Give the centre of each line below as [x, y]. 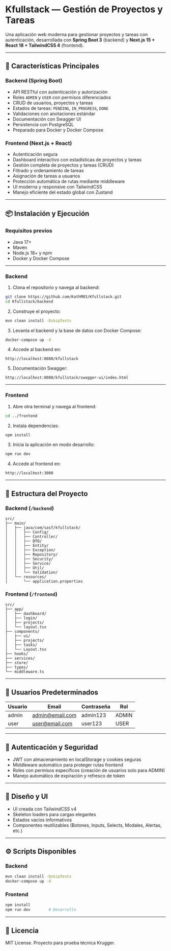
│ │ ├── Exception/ [31, 550]
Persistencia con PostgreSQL [43, 124]
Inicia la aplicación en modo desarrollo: [54, 445]
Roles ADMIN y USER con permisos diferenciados [62, 97]
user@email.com [52, 724]
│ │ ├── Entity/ [27, 546]
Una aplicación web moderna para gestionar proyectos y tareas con [77, 34]
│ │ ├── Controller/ [32, 537]
